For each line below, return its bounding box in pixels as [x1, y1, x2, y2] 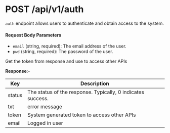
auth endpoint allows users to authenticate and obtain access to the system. [5, 20, 164, 26]
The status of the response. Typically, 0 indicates [27, 88, 144, 96]
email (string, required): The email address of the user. [12, 43, 126, 49]
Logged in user [27, 120, 63, 127]
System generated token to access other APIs [27, 111, 136, 118]
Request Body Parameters [5, 32, 62, 38]
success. [27, 95, 49, 102]
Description [80, 80, 110, 87]
